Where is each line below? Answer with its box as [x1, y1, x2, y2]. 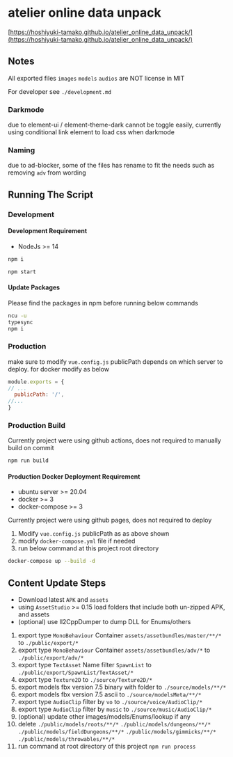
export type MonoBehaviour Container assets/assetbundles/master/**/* [17, 631, 222, 639]
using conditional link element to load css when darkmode [8, 128, 175, 136]
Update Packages [8, 283, 61, 292]
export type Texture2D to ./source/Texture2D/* [17, 676, 152, 684]
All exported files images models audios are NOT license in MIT [8, 74, 185, 82]
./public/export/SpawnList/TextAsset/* [17, 669, 134, 676]
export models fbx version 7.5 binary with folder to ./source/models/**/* [17, 683, 227, 692]
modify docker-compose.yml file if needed [17, 537, 136, 545]
